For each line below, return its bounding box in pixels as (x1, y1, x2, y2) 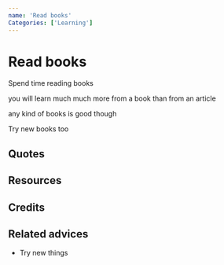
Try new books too (8, 124, 69, 134)
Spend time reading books (8, 79, 94, 88)
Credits (8, 201, 46, 214)
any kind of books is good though (8, 109, 117, 119)
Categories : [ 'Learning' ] (8, 19, 93, 27)
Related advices (8, 227, 89, 241)
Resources (8, 174, 62, 187)
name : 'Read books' (8, 11, 72, 20)
